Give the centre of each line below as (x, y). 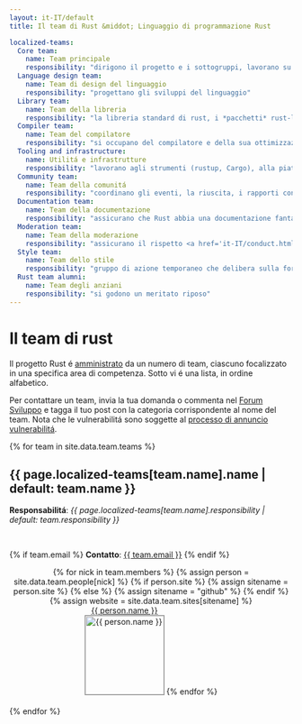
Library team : (44, 101)
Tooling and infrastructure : (72, 151)
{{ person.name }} (124, 610)
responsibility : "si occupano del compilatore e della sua (138, 143)
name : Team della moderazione (82, 235)
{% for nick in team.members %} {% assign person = (151, 573)
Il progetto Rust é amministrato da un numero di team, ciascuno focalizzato (148, 363)
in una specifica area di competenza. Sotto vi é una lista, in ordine (131, 373)
